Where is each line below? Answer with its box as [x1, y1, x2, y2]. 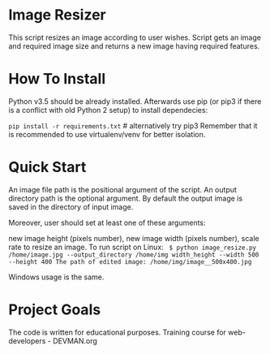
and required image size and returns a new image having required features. [8, 41, 260, 50]
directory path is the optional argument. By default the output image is [8, 193, 243, 203]
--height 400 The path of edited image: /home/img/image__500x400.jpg [8, 257, 252, 265]
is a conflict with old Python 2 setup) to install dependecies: [8, 105, 208, 114]
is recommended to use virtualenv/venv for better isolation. [8, 129, 206, 139]
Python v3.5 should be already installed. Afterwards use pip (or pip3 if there [8, 96, 262, 106]
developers [8, 335, 46, 346]
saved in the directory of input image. [8, 201, 134, 212]
